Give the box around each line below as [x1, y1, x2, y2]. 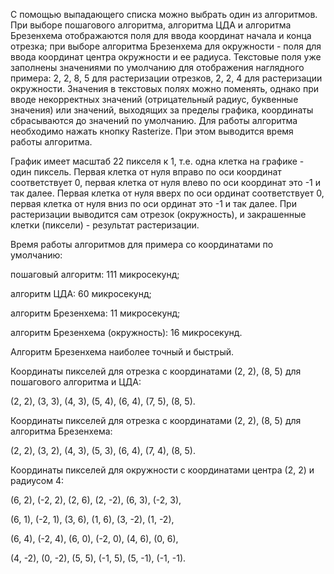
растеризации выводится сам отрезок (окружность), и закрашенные [10, 209, 307, 220]
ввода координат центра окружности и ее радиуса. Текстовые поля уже [10, 51, 322, 63]
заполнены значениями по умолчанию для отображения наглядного [10, 62, 305, 73]
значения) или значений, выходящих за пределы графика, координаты [10, 104, 314, 116]
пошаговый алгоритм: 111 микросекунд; [10, 269, 180, 280]
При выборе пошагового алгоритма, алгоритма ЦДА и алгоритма [10, 19, 292, 31]
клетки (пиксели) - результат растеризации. [10, 219, 200, 231]
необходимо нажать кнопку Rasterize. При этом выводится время [10, 125, 294, 137]
